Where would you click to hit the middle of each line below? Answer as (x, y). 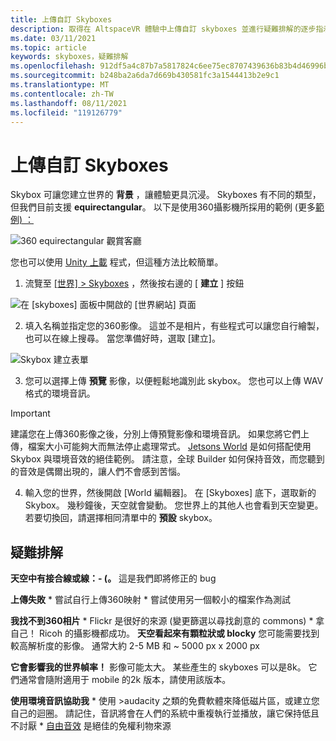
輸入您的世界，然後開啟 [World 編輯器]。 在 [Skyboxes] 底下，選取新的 (170, 493)
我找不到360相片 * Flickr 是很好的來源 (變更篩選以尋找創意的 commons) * (162, 621)
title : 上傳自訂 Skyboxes (61, 19)
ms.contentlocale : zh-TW (62, 94)
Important (30, 413)
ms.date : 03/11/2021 (53, 38)
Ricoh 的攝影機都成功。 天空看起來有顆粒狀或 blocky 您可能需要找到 (179, 633)
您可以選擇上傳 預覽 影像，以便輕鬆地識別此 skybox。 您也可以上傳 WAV (174, 381)
